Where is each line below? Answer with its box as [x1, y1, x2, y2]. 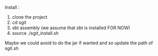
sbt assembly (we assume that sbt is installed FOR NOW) [12, 25, 130, 31]
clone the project [12, 14, 48, 20]
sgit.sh [5, 45, 19, 51]
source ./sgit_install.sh [12, 30, 59, 36]
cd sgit [12, 20, 27, 25]
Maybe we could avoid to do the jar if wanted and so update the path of [5, 40, 153, 46]
